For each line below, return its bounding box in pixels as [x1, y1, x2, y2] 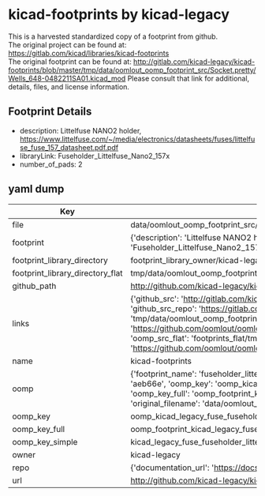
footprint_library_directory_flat [12, 267, 123, 278]
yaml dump [8, 182, 65, 196]
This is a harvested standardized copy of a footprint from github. [8, 32, 218, 41]
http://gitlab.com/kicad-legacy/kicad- [132, 57, 256, 66]
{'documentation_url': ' [129, 462, 215, 473]
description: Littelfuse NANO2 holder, [19, 126, 142, 135]
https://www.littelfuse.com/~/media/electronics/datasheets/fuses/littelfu [19, 134, 256, 144]
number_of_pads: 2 [19, 160, 83, 169]
